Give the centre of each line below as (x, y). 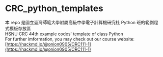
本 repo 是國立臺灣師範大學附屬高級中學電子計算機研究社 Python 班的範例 (80, 22)
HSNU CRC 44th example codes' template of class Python (64, 34)
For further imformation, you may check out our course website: (70, 39)
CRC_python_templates (54, 8)
